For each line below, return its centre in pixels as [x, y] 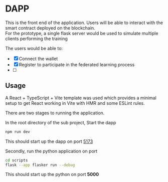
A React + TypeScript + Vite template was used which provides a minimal [81, 98]
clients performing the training [36, 39]
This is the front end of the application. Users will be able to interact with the [84, 23]
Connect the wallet [38, 59]
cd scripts [17, 160]
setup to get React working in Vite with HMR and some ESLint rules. [75, 103]
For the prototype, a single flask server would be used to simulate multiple [82, 33]
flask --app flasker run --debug [40, 165]
